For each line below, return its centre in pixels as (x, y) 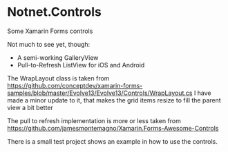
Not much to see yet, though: (49, 44)
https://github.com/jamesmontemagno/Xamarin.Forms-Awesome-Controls (113, 128)
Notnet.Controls (54, 12)
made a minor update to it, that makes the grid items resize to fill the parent (114, 100)
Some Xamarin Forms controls (50, 31)
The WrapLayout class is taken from (58, 78)
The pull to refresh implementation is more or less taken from (94, 120)
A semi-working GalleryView (58, 57)
